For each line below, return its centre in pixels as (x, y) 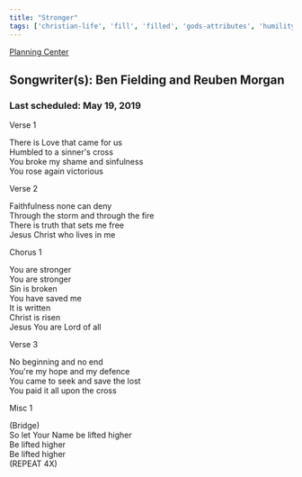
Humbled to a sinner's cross (62, 152)
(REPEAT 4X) (34, 463)
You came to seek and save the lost (75, 381)
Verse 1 (23, 125)
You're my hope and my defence (70, 372)
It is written (30, 308)
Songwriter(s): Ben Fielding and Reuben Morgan (147, 80)
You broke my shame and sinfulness (76, 162)
